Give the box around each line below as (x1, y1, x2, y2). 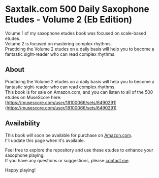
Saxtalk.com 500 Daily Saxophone (5, 3, 149, 15)
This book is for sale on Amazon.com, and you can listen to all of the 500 (5, 89, 153, 95)
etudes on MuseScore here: (5, 94, 62, 100)
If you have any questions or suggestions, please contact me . (5, 157, 130, 163)
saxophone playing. (5, 152, 45, 158)
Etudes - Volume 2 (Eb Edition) (5, 14, 132, 25)
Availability (5, 119, 40, 128)
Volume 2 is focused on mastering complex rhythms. (5, 40, 112, 46)
